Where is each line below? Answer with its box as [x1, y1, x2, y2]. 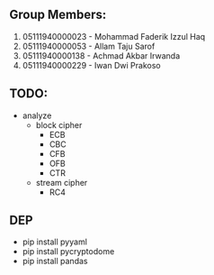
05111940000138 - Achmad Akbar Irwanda [22, 50, 181, 61]
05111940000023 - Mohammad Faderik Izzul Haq [22, 31, 206, 41]
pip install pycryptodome [22, 246, 115, 257]
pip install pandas [22, 256, 88, 267]
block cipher [35, 119, 83, 130]
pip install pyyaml [22, 236, 88, 247]
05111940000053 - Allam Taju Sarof [22, 41, 156, 51]
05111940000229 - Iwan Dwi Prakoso [22, 60, 161, 70]
